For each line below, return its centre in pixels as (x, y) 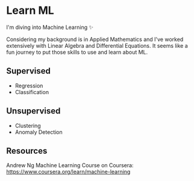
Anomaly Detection (39, 132)
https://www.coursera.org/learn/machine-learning (68, 172)
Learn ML (30, 11)
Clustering (28, 125)
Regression (29, 86)
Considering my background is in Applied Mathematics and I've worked (95, 39)
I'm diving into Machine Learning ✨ (50, 27)
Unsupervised (33, 111)
